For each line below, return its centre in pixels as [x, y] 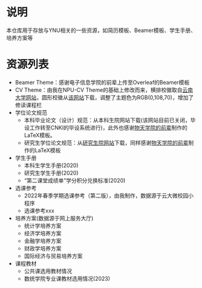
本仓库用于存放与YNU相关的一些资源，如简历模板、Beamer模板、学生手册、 [101, 30]
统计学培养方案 [43, 226]
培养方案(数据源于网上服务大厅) [54, 218]
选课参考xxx [39, 210]
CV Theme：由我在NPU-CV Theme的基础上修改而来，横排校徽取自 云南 [104, 90]
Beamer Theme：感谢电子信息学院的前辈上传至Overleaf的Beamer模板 [102, 82]
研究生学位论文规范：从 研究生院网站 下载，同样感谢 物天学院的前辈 [106, 142]
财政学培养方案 [43, 248]
